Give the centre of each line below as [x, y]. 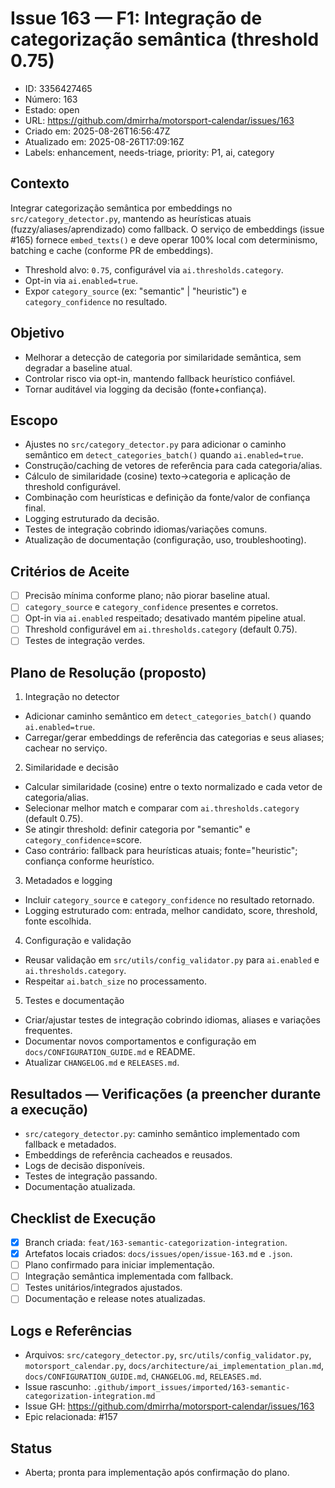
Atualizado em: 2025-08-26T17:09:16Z [104, 141]
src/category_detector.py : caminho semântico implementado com [162, 1134]
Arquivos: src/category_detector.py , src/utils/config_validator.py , [168, 1355]
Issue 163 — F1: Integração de [136, 18]
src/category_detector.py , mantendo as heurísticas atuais [131, 218]
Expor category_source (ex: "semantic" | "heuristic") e [135, 291]
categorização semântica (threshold [165, 39]
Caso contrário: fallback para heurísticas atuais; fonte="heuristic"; [161, 851]
